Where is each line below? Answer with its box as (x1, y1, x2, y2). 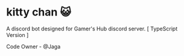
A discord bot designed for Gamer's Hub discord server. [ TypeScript (6, 25, 178, 32)
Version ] (6, 31, 29, 38)
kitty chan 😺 (6, 5, 71, 19)
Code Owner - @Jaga (6, 43, 61, 50)
